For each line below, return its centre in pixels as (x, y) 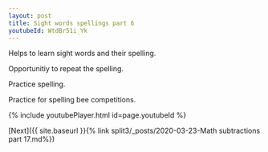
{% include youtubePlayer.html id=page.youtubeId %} (97, 115)
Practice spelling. (37, 84)
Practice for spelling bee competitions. (72, 100)
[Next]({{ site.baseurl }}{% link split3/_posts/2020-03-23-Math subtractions (134, 131)
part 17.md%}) (32, 139)
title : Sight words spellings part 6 (71, 23)
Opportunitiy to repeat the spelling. (66, 69)
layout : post (30, 16)
